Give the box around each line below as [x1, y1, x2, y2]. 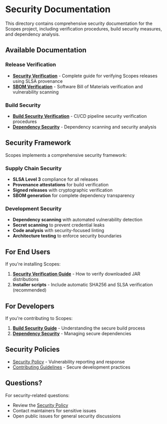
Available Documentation [5, 46, 87, 54]
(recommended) [12, 287, 47, 293]
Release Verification [5, 61, 57, 68]
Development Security [5, 205, 62, 212]
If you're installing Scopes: [5, 261, 61, 267]
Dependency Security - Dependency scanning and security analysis [12, 123, 157, 130]
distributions [12, 276, 39, 282]
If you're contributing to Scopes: [5, 315, 73, 321]
